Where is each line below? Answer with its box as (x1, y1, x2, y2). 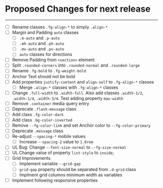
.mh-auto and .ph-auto (19, 40, 65, 47)
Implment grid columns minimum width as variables (19, 171, 123, 178)
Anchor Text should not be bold (12, 73, 75, 79)
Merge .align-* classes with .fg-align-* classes (19, 84, 118, 90)
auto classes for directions (19, 51, 73, 57)
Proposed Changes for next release (5, 3, 151, 15)
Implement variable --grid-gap (19, 161, 81, 167)
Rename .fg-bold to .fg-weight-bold (12, 68, 86, 74)
